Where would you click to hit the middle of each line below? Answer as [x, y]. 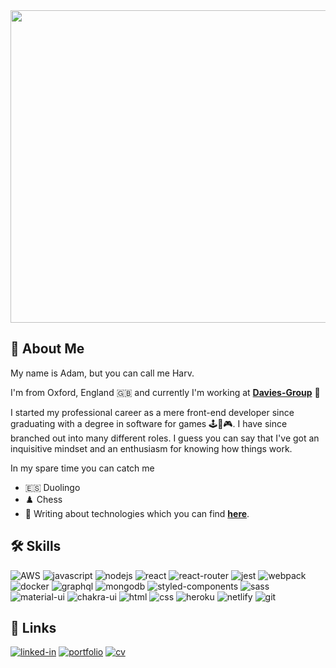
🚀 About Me [47, 349]
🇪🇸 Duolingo [52, 487]
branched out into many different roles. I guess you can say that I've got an [165, 438]
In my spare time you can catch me [82, 468]
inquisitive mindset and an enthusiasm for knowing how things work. [151, 448]
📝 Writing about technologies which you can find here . [137, 513]
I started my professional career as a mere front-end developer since [152, 412]
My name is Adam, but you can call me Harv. [102, 373]
